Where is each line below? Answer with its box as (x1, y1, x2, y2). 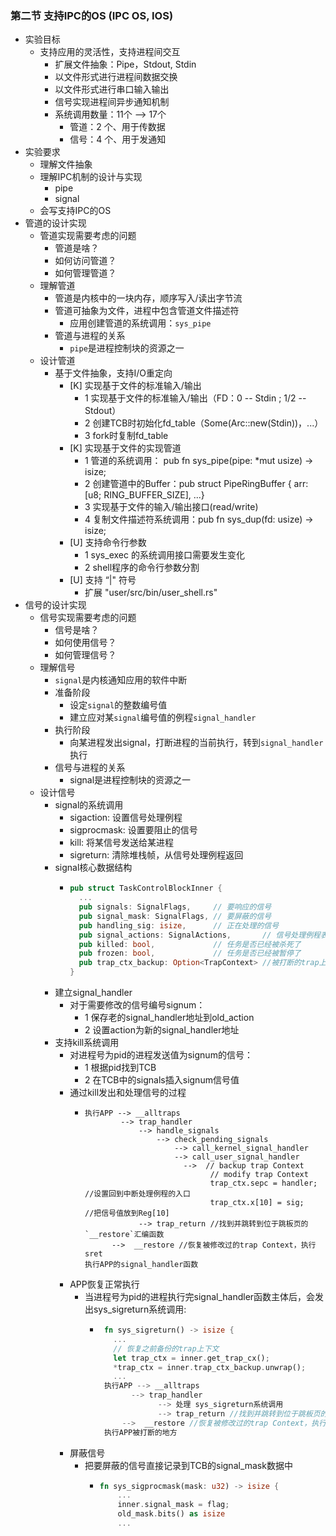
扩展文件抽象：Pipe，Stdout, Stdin (54, 58, 197, 71)
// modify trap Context (209, 1170, 309, 1180)
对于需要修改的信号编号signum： (69, 999, 206, 1011)
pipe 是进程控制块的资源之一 (69, 342, 185, 354)
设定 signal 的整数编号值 (69, 699, 168, 711)
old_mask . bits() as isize (117, 1509, 226, 1519)
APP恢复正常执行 (69, 1278, 140, 1291)
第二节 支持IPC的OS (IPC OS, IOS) (10, 8, 174, 22)
